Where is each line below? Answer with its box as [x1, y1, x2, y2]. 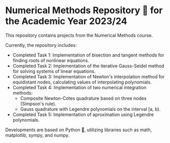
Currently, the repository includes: [5, 42, 77, 48]
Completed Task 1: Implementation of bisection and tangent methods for [12, 52, 164, 58]
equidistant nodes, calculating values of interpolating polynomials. [12, 79, 152, 85]
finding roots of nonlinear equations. [12, 57, 89, 63]
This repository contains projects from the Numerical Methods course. [5, 32, 153, 38]
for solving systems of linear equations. [12, 68, 96, 74]
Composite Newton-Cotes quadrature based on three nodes [20, 95, 147, 101]
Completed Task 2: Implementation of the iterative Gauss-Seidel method [12, 63, 164, 69]
